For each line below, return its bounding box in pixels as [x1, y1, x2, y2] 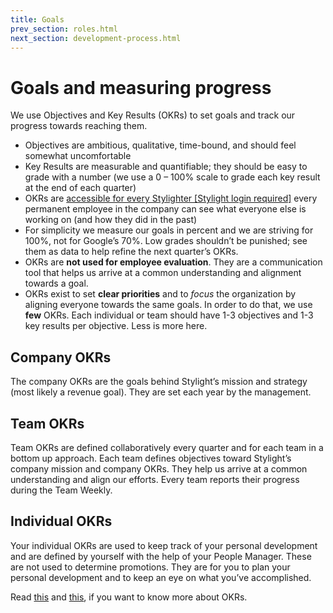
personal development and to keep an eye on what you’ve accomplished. [10, 571, 312, 583]
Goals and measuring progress [10, 76, 272, 99]
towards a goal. [24, 277, 89, 290]
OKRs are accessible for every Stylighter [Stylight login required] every [24, 192, 318, 205]
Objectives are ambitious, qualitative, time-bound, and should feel [24, 139, 297, 151]
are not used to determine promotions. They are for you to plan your [10, 561, 291, 573]
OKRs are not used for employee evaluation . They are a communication [24, 256, 323, 268]
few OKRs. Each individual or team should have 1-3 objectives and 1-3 [24, 309, 314, 321]
